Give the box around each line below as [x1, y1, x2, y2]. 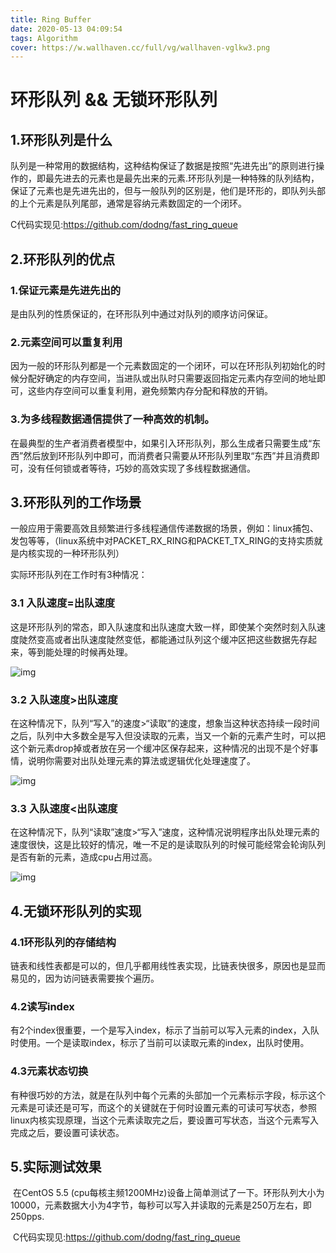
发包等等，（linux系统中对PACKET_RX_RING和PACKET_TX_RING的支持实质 [10, 535, 315, 547]
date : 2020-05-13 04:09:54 [10, 24, 123, 34]
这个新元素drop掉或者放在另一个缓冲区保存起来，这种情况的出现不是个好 [10, 742, 310, 754]
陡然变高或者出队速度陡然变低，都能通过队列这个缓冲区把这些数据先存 [18, 633, 308, 645]
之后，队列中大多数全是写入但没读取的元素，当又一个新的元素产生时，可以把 [10, 729, 326, 741]
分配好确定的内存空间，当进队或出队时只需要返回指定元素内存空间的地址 [18, 372, 317, 385]
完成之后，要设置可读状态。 [10, 1126, 125, 1138]
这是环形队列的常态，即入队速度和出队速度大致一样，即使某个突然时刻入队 [10, 621, 317, 633]
